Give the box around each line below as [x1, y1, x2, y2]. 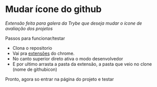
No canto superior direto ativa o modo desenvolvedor [12, 55, 123, 61]
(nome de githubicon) [12, 66, 58, 72]
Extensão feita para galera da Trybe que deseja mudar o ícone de [5, 20, 142, 26]
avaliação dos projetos [5, 25, 53, 31]
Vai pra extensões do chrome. [12, 50, 75, 56]
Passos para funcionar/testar [5, 35, 65, 41]
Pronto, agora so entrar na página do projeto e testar [5, 76, 114, 82]
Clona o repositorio [12, 45, 53, 51]
